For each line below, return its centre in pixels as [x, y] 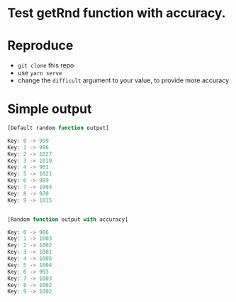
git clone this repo [46, 65]
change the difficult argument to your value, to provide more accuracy [123, 80]
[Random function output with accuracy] [68, 219]
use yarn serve [40, 73]
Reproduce [40, 46]
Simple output [50, 109]
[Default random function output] [58, 128]
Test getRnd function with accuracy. [117, 13]
